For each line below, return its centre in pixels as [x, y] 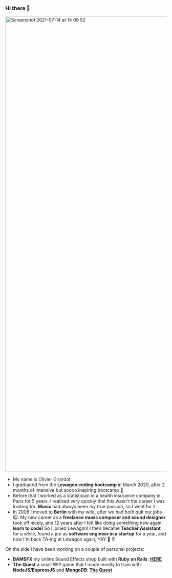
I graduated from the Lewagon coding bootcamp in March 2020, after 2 [89, 485]
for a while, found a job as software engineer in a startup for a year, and [89, 534]
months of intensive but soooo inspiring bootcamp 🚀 [68, 490]
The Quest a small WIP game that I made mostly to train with [77, 565]
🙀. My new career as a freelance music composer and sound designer [89, 517]
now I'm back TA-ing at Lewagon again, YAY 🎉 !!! [64, 539]
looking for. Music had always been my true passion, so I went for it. [85, 507]
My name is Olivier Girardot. [42, 480]
